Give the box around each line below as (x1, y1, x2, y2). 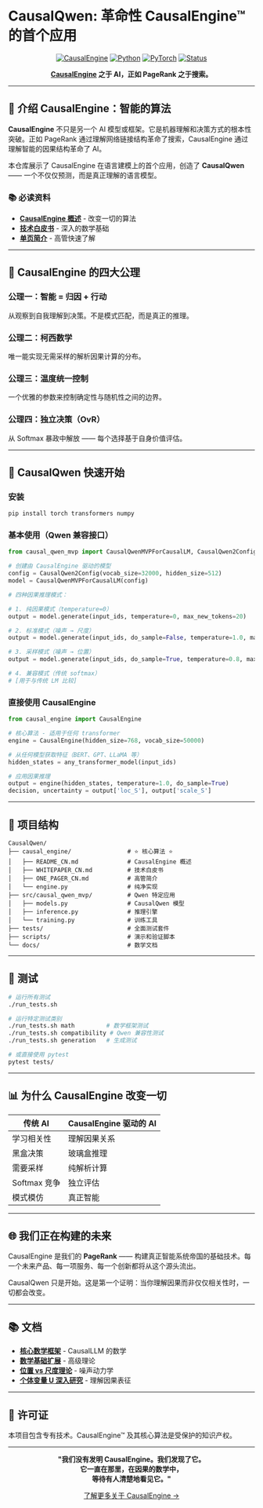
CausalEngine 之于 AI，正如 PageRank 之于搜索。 (50, 69, 213, 79)
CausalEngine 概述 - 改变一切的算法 (19, 214, 137, 224)
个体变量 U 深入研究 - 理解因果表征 (19, 1375, 131, 1386)
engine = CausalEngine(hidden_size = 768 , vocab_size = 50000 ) (8, 736, 205, 744)
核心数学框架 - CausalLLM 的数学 (19, 1346, 127, 1356)
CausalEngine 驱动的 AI (67, 1118, 157, 1129)
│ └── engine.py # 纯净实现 (8, 882, 158, 891)
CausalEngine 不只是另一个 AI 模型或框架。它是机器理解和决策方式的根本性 (8, 124, 252, 133)
